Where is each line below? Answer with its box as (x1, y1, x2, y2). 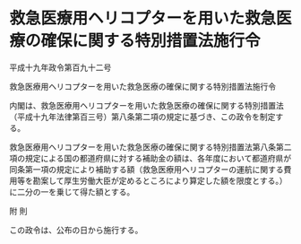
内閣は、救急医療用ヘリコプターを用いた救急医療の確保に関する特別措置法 (9, 100, 284, 110)
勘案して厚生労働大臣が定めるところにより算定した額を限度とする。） (32, 175, 288, 186)
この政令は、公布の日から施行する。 (9, 224, 143, 235)
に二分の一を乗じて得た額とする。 (9, 186, 135, 197)
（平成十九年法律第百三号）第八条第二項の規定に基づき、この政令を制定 (9, 111, 276, 122)
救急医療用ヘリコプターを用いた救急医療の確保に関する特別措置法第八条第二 (9, 141, 292, 152)
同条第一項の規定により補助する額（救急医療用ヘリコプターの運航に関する (9, 163, 284, 175)
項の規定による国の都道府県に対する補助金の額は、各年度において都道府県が (9, 152, 292, 163)
